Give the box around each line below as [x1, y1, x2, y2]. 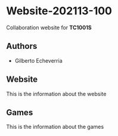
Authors [6, 41, 38, 51]
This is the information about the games [6, 123, 104, 131]
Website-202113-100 [6, 4, 112, 18]
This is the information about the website [6, 90, 107, 97]
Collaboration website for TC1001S [6, 24, 92, 31]
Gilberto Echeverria [14, 57, 63, 64]
